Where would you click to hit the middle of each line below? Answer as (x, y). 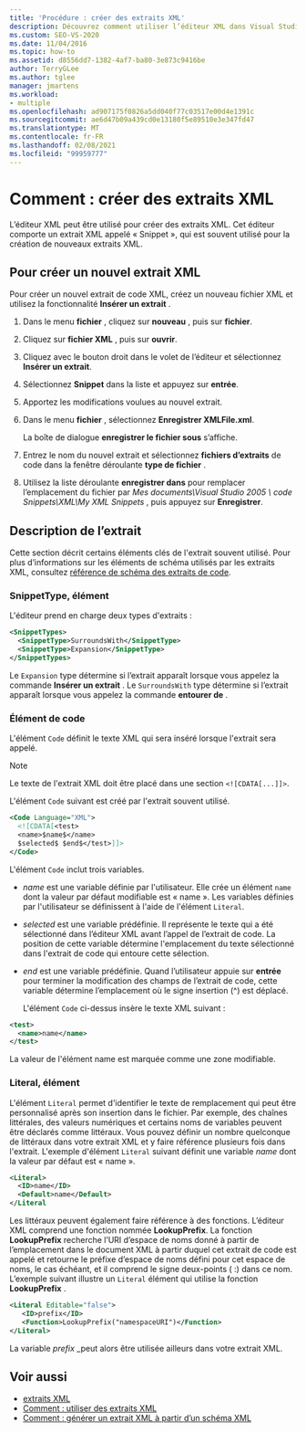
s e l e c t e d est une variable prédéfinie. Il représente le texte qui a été (148, 924)
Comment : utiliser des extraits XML (90, 1408)
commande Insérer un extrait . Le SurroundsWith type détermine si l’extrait (149, 685)
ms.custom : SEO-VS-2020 (55, 35)
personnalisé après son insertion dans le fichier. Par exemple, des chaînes (149, 1112)
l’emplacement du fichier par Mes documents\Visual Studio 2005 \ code (158, 492)
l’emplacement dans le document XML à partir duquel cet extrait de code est (153, 1250)
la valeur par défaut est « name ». (72, 1161)
